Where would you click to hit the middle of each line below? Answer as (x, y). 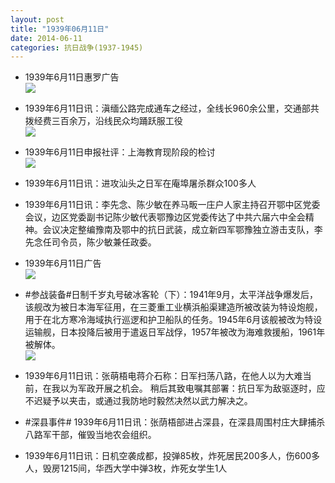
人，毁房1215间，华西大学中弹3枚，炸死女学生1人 (126, 468)
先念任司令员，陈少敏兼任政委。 (90, 242)
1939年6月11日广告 (63, 263)
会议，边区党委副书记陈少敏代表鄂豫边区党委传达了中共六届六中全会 (165, 217)
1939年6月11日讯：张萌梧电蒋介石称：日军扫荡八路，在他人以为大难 (163, 376)
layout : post (37, 19)
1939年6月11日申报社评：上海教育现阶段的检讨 (120, 152)
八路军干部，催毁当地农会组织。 (90, 435)
